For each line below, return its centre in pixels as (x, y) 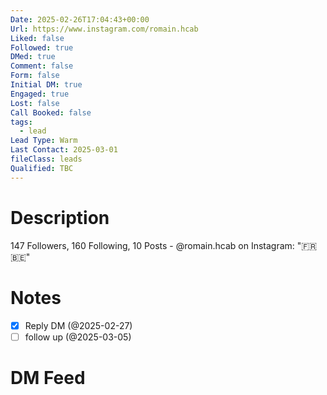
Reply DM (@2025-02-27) (78, 325)
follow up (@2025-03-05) (78, 337)
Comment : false (42, 66)
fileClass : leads (46, 159)
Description (60, 217)
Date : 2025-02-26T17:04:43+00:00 (80, 19)
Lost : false (35, 103)
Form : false (35, 76)
